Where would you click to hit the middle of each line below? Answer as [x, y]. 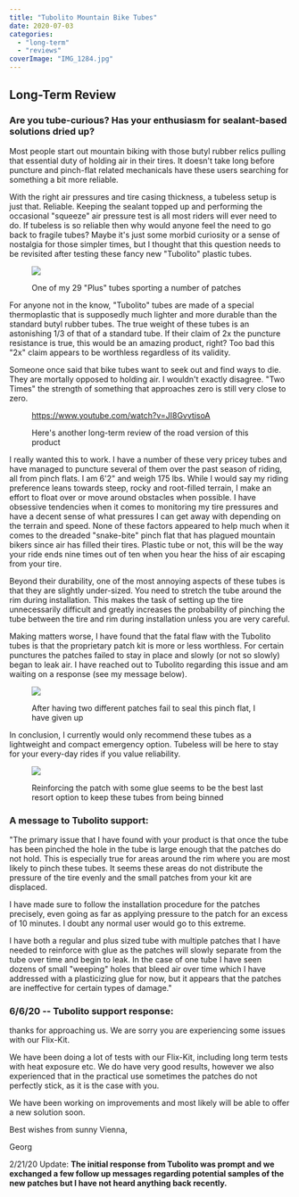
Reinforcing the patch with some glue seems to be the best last [147, 788]
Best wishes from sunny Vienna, [68, 1130]
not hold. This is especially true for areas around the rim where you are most [149, 858]
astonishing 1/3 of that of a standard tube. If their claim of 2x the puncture [145, 333]
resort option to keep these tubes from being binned [128, 797]
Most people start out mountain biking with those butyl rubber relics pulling [147, 151]
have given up [58, 717]
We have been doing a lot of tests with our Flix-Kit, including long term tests [149, 1057]
